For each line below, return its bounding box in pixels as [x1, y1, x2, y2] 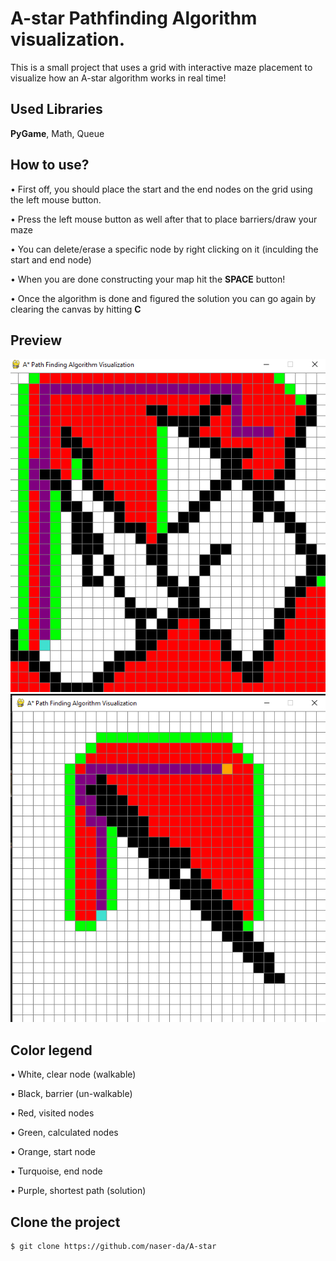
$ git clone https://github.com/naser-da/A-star [10, 1241, 217, 1251]
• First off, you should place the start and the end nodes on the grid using [10, 183, 313, 195]
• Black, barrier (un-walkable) [10, 1088, 133, 1100]
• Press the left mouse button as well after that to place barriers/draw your [10, 213, 318, 225]
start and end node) [10, 253, 92, 266]
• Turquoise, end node [10, 1165, 103, 1177]
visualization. [10, 28, 126, 51]
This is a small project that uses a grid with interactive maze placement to [10, 61, 313, 73]
